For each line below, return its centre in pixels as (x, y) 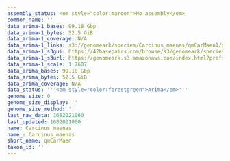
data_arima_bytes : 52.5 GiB (47, 77)
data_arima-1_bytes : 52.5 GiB (50, 33)
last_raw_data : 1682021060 (46, 115)
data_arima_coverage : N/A (44, 84)
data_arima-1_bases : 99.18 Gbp (52, 26)
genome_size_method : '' (41, 109)
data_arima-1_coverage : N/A (47, 39)
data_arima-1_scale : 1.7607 (47, 64)
